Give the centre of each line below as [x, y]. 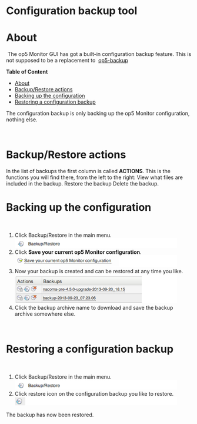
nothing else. [22, 120]
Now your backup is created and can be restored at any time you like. [99, 271]
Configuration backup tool [72, 11]
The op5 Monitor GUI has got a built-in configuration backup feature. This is [99, 54]
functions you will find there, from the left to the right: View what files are [95, 177]
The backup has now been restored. [50, 415]
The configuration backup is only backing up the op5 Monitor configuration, [98, 114]
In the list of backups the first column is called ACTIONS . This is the [88, 171]
